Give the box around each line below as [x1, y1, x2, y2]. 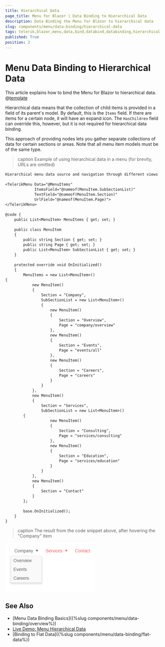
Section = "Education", [59, 453, 109, 458]
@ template [5, 95, 28, 101]
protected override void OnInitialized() [14, 262, 102, 267]
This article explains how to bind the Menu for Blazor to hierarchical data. [5, 89, 156, 96]
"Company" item [17, 533, 52, 539]
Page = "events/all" [59, 347, 102, 353]
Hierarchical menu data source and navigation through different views [5, 171, 158, 177]
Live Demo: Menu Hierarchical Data [12, 626, 86, 632]
